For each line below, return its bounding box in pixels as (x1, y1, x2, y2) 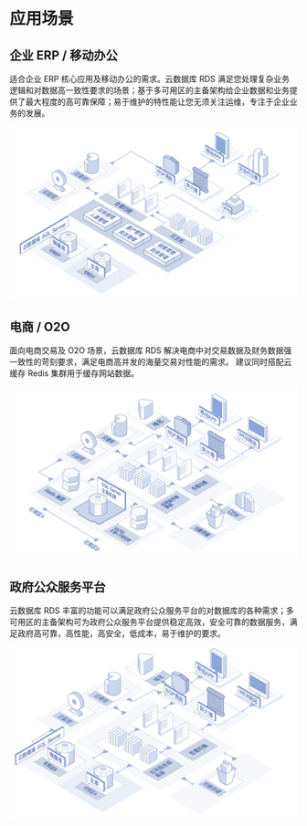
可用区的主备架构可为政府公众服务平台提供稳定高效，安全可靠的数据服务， (9, 617, 290, 628)
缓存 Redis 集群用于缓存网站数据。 (9, 368, 140, 379)
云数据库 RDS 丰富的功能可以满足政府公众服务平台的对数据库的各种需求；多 (9, 605, 294, 616)
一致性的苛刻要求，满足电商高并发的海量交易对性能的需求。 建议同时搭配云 (9, 357, 292, 368)
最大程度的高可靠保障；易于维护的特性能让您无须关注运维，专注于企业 (25, 97, 290, 107)
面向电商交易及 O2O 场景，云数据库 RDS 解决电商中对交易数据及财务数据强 (9, 345, 292, 356)
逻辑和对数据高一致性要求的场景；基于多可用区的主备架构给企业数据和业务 (9, 85, 290, 96)
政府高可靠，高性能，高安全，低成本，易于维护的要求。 (16, 628, 226, 639)
